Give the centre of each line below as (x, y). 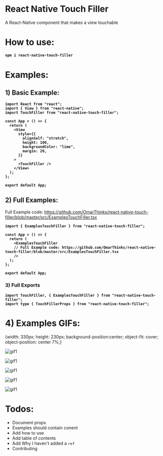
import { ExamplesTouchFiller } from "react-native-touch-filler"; (75, 226)
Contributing (25, 448)
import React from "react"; (34, 104)
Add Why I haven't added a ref (43, 443)
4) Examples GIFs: (43, 323)
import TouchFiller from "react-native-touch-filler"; (62, 113)
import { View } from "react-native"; (44, 108)
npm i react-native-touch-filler (39, 55)
